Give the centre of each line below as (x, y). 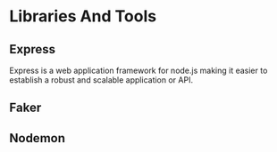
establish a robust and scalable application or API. (101, 80)
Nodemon (37, 138)
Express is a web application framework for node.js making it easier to (138, 70)
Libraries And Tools (83, 16)
